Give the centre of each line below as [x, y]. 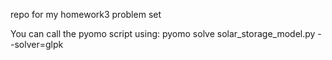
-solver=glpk [37, 44]
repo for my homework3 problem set [86, 14]
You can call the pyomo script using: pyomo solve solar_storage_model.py [163, 33]
